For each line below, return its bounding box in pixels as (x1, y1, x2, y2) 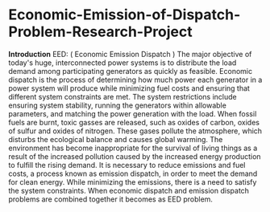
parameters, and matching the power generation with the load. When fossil (8, 108, 257, 118)
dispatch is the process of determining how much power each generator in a (8, 75, 263, 84)
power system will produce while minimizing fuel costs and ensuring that (8, 83, 250, 93)
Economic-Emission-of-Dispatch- (8, 6, 241, 24)
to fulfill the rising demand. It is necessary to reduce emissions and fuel (8, 160, 246, 169)
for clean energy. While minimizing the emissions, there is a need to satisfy (8, 177, 257, 186)
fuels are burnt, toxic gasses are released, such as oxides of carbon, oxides (8, 117, 260, 127)
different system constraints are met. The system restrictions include (8, 92, 238, 101)
